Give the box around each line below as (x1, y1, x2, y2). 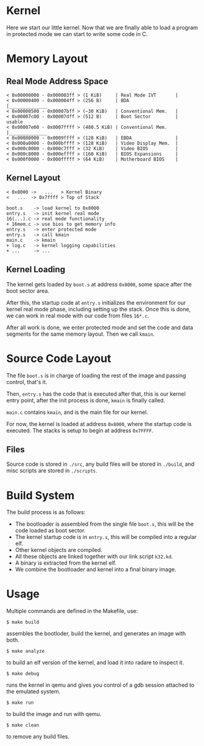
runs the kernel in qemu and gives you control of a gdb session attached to (6, 681, 195, 689)
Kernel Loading (6, 264, 66, 275)
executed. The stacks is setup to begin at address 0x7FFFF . (6, 427, 153, 434)
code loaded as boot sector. (15, 527, 86, 534)
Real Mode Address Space (6, 76, 108, 86)
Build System (6, 488, 75, 502)
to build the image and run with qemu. (6, 711, 102, 718)
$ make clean (6, 722, 40, 728)
